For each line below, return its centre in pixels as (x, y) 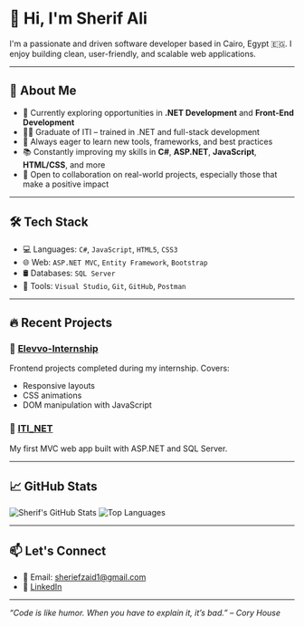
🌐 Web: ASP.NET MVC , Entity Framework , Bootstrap (115, 262)
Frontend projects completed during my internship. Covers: (119, 368)
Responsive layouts (59, 386)
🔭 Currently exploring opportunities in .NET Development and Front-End (158, 112)
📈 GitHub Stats (53, 486)
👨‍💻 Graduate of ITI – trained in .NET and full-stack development (141, 131)
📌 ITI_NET (31, 429)
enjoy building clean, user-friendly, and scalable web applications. (133, 53)
